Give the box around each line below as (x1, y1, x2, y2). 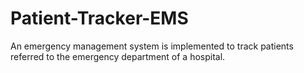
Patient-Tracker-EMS (10, 7, 189, 30)
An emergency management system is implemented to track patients (10, 40, 294, 52)
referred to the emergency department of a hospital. (10, 50, 226, 62)
